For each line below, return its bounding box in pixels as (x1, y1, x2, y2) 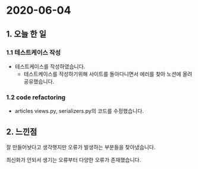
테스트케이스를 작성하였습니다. (14, 63, 86, 70)
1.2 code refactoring (6, 93, 66, 102)
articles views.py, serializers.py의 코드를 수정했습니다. (14, 107, 144, 115)
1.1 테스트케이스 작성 (6, 48, 61, 57)
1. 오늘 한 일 (6, 29, 46, 39)
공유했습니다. (23, 78, 55, 85)
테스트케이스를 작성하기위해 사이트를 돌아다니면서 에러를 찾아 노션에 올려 (23, 70, 193, 78)
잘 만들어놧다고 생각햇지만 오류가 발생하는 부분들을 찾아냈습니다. (6, 143, 156, 150)
